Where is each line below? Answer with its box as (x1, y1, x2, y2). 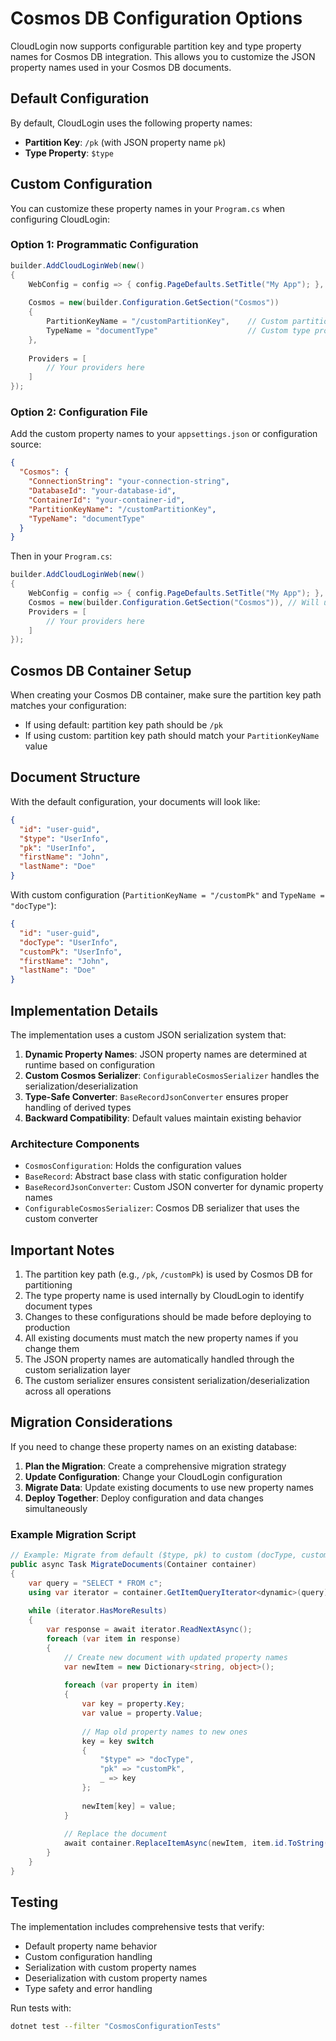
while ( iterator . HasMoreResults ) (28, 1606, 168, 1616)
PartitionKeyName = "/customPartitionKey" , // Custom (46, 317, 288, 327)
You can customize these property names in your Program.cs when (10, 202, 286, 214)
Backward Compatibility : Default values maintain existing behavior (24, 1112, 302, 1124)
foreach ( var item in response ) (46, 1634, 182, 1644)
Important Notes (10, 1242, 115, 1259)
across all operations (24, 1385, 112, 1397)
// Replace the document (63, 1829, 168, 1839)
